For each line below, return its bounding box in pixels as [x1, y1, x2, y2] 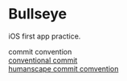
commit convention [8, 47, 72, 56]
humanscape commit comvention [8, 63, 119, 73]
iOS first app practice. [8, 31, 81, 41]
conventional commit [8, 55, 78, 65]
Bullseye [8, 5, 68, 23]
